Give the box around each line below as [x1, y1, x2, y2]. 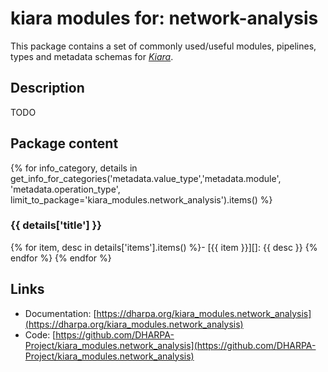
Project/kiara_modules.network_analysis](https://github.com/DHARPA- [24, 339, 317, 351]
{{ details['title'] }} [10, 218, 102, 232]
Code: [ [24, 328, 57, 341]
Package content [10, 135, 119, 152]
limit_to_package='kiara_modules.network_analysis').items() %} [10, 193, 273, 206]
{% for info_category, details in [10, 162, 138, 174]
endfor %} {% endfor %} [10, 252, 112, 264]
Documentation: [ [24, 307, 97, 319]
